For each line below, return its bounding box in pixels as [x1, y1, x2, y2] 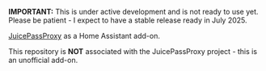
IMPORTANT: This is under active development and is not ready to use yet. [8, 7, 259, 16]
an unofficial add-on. [8, 56, 78, 65]
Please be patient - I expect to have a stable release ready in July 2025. [8, 15, 248, 25]
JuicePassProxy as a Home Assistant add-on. [8, 31, 160, 40]
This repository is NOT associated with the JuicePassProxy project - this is [8, 47, 257, 56]
